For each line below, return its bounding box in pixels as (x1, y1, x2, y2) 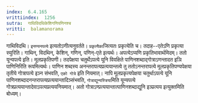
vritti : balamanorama (6, 25, 64, 32)
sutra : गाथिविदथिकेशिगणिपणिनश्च (6, 20, 71, 26)
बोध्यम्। (6, 90, 22, 98)
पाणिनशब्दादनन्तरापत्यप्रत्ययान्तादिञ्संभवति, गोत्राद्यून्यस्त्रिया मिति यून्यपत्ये (6, 76, 136, 84)
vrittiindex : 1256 (6, 15, 56, 21)
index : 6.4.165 (6, 8, 47, 15)
